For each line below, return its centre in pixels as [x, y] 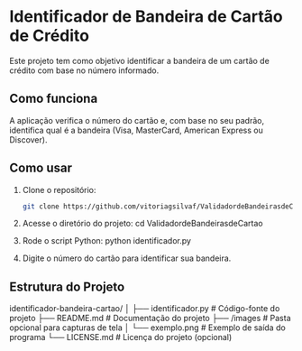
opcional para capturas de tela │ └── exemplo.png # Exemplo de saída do [147, 328]
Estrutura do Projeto [67, 286]
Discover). [28, 139]
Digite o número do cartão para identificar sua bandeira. [127, 258]
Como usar [41, 168]
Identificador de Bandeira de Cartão [146, 17]
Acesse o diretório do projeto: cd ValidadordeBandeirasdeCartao [142, 224]
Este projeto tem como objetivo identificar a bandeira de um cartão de [140, 60]
